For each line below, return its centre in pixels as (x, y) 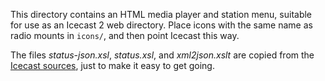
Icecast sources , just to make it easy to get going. (112, 65)
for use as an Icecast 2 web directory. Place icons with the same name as (161, 25)
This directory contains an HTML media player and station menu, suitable (161, 14)
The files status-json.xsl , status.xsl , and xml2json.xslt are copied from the (162, 55)
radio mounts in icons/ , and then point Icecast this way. (125, 35)
